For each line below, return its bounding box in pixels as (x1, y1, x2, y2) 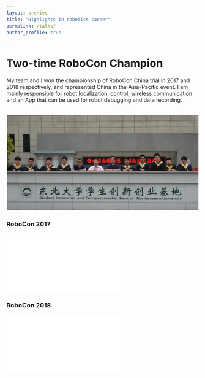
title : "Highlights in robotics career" (6, 16, 111, 23)
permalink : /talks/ (6, 23, 56, 29)
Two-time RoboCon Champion (6, 56, 163, 71)
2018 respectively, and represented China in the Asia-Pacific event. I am (6, 83, 188, 91)
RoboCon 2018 (6, 301, 51, 309)
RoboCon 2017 (6, 220, 51, 228)
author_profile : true (6, 29, 62, 36)
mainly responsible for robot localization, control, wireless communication (6, 90, 193, 98)
